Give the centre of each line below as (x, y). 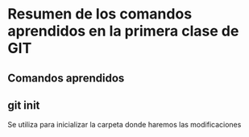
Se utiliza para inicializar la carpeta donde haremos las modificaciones (124, 125)
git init (24, 105)
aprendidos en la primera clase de (123, 31)
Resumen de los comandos (100, 14)
